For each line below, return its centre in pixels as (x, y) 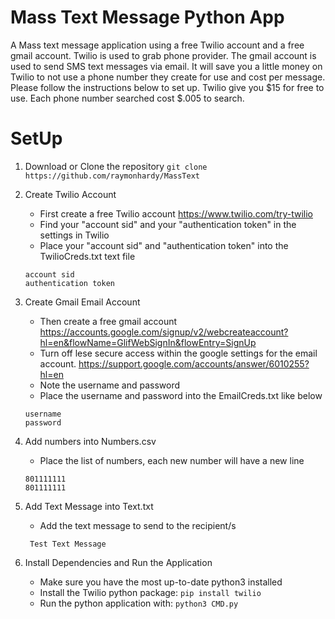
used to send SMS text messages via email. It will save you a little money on (166, 66)
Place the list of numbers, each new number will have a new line (172, 460)
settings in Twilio (74, 235)
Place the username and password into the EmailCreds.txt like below (181, 395)
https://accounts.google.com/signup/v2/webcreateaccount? (164, 332)
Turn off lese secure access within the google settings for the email (178, 353)
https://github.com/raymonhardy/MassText (112, 176)
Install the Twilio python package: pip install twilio (150, 592)
